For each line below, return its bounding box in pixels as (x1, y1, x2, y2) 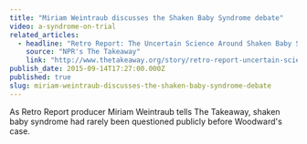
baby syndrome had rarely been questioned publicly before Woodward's (9, 116, 283, 127)
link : (26, 56, 48, 65)
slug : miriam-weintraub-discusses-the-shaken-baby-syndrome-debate (9, 81, 272, 90)
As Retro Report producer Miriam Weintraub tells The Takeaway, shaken (9, 106, 281, 117)
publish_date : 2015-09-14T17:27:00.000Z (9, 65, 166, 74)
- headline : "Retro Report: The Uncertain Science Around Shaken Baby (17, 38, 292, 48)
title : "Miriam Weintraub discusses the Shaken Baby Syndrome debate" (9, 13, 284, 23)
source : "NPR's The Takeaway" (26, 47, 142, 57)
